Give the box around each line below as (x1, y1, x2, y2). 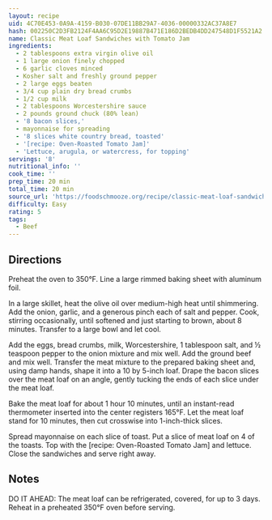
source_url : (8, 192, 49, 201)
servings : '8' (8, 155, 57, 163)
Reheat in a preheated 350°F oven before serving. (8, 502, 176, 512)
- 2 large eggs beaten (15, 79, 92, 87)
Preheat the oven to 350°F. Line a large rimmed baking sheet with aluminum (8, 274, 261, 283)
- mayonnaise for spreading (15, 125, 111, 133)
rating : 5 (8, 207, 42, 215)
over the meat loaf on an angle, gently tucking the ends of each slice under (8, 374, 259, 384)
